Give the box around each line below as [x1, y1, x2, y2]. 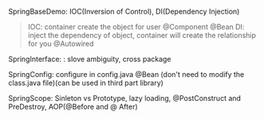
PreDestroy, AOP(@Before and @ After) [8, 102, 138, 111]
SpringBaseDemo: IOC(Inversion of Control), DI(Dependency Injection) [8, 7, 240, 16]
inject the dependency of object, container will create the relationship [27, 31, 257, 40]
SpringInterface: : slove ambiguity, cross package [8, 55, 171, 63]
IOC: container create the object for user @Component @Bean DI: [27, 22, 245, 31]
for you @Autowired [27, 39, 94, 48]
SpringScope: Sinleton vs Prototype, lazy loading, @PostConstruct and [8, 94, 242, 102]
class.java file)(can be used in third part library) [8, 79, 164, 87]
